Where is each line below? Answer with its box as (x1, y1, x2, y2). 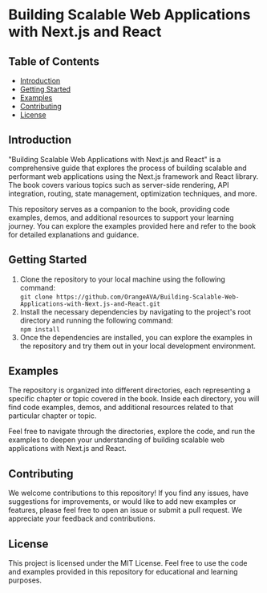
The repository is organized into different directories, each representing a (8, 385, 251, 395)
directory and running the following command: (19, 315, 174, 325)
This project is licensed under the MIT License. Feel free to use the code (8, 558, 248, 568)
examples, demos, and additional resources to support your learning (8, 213, 234, 222)
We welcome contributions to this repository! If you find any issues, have (8, 488, 249, 498)
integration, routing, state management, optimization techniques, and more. (8, 189, 258, 198)
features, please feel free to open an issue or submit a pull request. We (8, 506, 243, 515)
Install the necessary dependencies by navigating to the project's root (19, 307, 251, 316)
